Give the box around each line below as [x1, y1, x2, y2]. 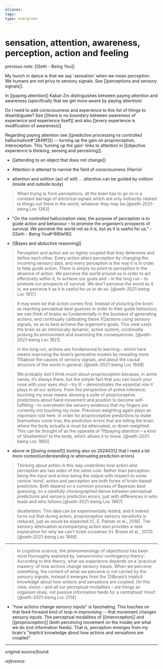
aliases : [5, 7, 23, 12]
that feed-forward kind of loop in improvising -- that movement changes [12, 609, 157, 615]
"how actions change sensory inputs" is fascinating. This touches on [12, 604, 149, 610]
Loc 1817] [16, 291, 36, 297]
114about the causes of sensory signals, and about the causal [16, 357, 140, 362]
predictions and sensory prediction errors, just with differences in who [16, 493, 158, 499]
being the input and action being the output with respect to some [16, 473, 147, 479]
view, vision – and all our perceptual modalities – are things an [16, 584, 141, 590]
